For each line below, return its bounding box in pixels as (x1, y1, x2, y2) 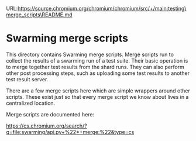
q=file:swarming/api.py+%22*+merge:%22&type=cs (6, 128, 135, 135)
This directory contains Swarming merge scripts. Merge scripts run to (6, 51, 174, 58)
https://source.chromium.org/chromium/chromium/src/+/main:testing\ (17, 5, 187, 12)
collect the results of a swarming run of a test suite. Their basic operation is (6, 57, 188, 64)
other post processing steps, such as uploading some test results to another (6, 70, 190, 77)
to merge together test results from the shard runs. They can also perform (6, 63, 184, 70)
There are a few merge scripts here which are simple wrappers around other (6, 87, 190, 94)
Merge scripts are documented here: (6, 111, 95, 118)
